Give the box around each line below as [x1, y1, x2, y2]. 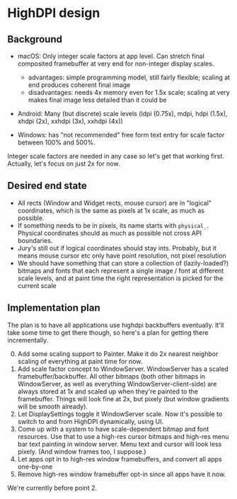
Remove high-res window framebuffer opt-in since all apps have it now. [17, 469, 226, 478]
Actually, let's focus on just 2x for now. [7, 159, 120, 168]
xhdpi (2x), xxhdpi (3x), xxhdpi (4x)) [17, 117, 124, 125]
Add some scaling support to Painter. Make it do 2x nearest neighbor [17, 349, 219, 358]
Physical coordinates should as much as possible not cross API [17, 229, 202, 237]
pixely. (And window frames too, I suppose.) [17, 447, 146, 456]
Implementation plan [7, 302, 100, 314]
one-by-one [17, 462, 53, 471]
